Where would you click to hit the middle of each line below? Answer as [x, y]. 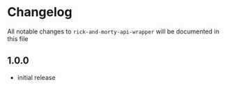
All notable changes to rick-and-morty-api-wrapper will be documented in [113, 31]
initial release [36, 77]
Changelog [40, 12]
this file [18, 38]
